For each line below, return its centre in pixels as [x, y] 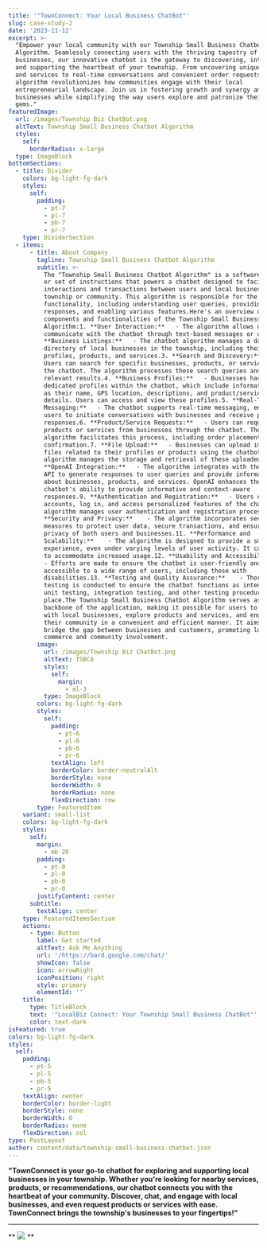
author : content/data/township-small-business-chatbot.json [110, 1148]
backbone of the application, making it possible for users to [151, 607]
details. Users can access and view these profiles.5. [136, 400]
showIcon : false [64, 963]
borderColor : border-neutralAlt [104, 770]
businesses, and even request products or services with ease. [113, 1204]
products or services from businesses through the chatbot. [145, 430]
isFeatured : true [37, 1029]
